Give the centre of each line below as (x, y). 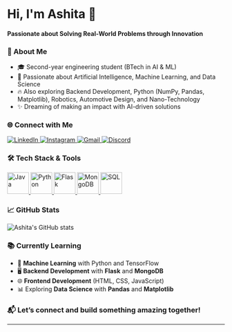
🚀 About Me (27, 51)
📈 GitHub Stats (33, 210)
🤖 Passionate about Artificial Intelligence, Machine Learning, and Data (116, 77)
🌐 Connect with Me (40, 125)
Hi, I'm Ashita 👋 (52, 14)
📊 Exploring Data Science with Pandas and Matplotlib (95, 289)
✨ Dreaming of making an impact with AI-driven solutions (99, 107)
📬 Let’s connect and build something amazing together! (104, 310)
